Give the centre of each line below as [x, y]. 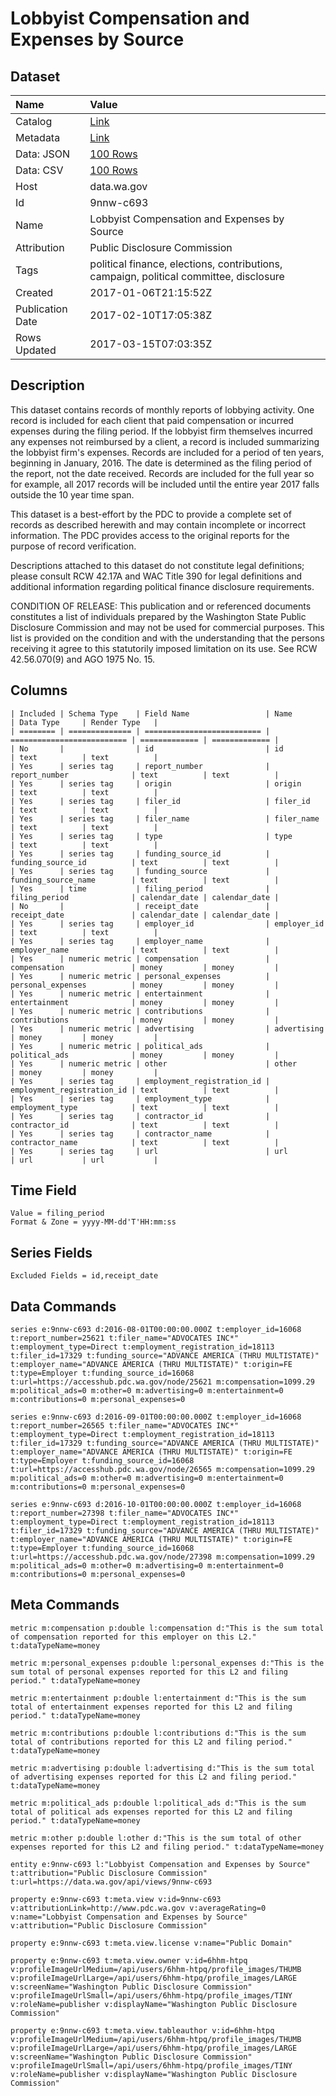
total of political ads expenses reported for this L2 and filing [151, 1812]
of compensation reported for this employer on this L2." [133, 1637]
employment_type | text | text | [145, 1107]
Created [34, 292]
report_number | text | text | [145, 775]
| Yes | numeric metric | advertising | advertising [167, 1028]
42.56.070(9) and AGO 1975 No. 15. [83, 659]
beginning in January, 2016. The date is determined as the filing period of [161, 463]
